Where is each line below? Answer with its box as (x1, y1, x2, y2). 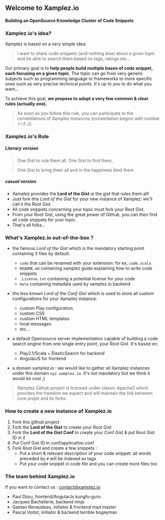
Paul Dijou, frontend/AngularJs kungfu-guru (12, 493, 101, 500)
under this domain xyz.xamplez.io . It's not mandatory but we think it (12, 370, 150, 376)
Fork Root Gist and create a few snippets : (12, 445, 97, 451)
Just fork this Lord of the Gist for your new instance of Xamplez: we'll (12, 196, 153, 202)
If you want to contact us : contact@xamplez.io (5, 484, 101, 490)
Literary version (5, 145, 38, 151)
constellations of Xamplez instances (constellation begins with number (17, 115, 160, 122)
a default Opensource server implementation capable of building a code (12, 336, 158, 342)
